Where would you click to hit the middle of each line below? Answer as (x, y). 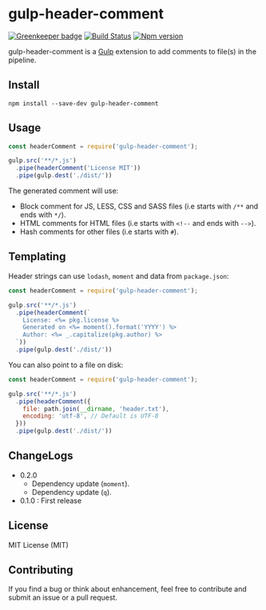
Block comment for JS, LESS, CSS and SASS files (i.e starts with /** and (139, 206)
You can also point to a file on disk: (66, 365)
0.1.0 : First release (51, 501)
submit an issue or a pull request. (63, 598)
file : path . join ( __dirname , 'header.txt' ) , (96, 409)
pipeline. (22, 60)
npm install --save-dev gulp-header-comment (83, 103)
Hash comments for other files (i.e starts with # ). (99, 232)
